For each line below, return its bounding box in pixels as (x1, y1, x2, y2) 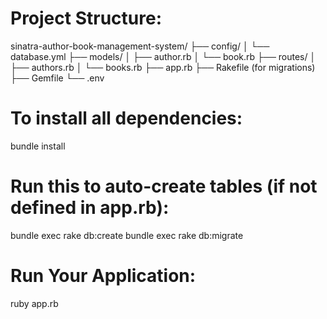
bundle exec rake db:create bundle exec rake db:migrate (10, 229, 244, 241)
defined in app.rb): (10, 197, 170, 219)
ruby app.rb (10, 297, 59, 309)
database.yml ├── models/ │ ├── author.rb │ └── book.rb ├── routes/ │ (10, 50, 317, 62)
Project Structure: (10, 7, 162, 30)
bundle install (10, 140, 66, 152)
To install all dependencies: (10, 107, 243, 130)
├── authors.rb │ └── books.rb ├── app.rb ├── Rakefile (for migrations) (10, 61, 316, 73)
